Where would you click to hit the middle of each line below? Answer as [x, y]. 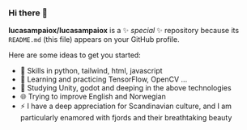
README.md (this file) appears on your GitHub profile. [94, 40]
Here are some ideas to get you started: [75, 55]
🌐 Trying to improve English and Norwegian [93, 97]
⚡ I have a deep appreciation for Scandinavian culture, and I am [126, 106]
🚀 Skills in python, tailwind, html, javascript [92, 71]
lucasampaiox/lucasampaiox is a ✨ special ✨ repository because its [124, 31]
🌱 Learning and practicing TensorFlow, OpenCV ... [104, 79]
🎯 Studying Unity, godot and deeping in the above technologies [126, 88]
